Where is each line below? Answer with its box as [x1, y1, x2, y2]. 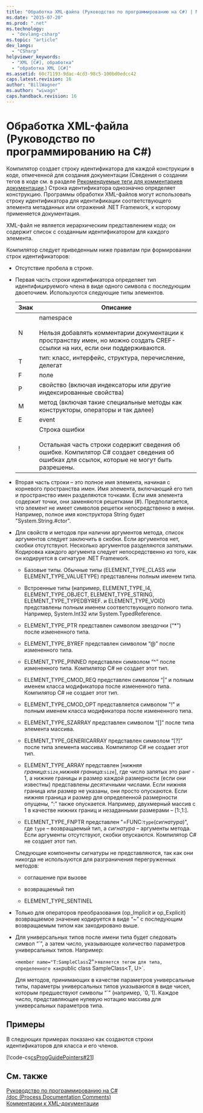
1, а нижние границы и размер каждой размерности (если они [24, 774, 186, 782]
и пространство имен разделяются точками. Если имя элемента [14, 491, 183, 499]
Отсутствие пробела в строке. [14, 264, 94, 271]
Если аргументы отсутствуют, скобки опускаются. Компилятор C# [24, 831, 197, 838]
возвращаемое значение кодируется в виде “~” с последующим [14, 915, 183, 923]
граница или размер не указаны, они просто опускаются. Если [24, 787, 187, 794]
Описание [101, 303, 132, 311]
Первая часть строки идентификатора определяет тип [14, 276, 156, 283]
